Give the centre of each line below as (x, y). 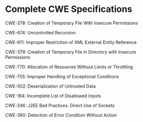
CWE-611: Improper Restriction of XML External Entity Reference (71, 42)
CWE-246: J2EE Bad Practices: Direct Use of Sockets (60, 105)
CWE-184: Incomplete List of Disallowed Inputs (53, 96)
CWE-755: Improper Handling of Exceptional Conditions (62, 76)
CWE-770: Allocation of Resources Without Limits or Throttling (69, 67)
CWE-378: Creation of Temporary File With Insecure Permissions (71, 23)
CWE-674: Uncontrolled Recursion (40, 32)
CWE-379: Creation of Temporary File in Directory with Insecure (71, 52)
